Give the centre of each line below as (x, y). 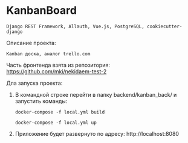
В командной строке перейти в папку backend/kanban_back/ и (96, 94)
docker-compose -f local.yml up (56, 123)
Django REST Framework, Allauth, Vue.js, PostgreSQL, (76, 26)
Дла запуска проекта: (34, 83)
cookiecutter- (165, 26)
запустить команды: (41, 101)
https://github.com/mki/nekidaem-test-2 (57, 71)
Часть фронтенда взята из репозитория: (58, 65)
